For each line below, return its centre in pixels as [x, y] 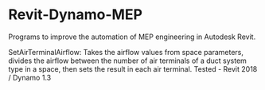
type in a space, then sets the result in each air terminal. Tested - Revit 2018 [133, 68]
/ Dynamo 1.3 [30, 77]
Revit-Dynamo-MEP [76, 15]
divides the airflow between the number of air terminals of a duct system [127, 61]
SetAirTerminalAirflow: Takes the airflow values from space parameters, [126, 52]
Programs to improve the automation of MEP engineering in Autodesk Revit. [132, 37]
